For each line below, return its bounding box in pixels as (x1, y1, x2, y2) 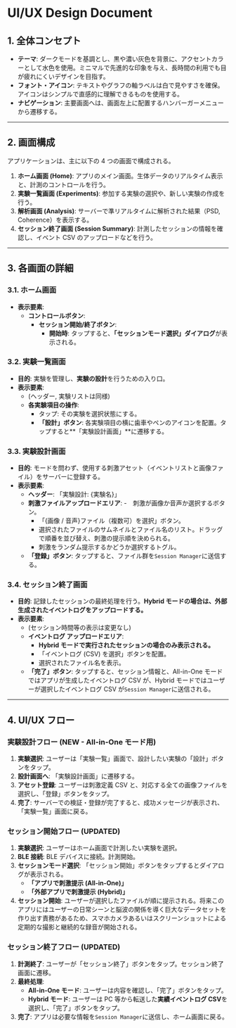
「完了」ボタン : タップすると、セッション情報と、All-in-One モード (27, 667, 223, 676)
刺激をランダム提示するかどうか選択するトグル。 (38, 543, 181, 552)
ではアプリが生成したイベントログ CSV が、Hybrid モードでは (27, 676, 207, 685)
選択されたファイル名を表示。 (38, 659, 125, 667)
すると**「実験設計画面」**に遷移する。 (51, 427, 169, 436)
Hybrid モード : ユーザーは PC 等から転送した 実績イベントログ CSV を (27, 994, 228, 1003)
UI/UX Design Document (7, 5, 153, 21)
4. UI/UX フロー (7, 714, 75, 726)
